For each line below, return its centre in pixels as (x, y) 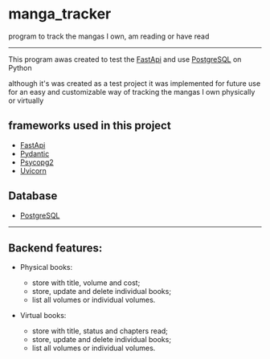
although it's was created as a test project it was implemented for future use (135, 83)
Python (20, 67)
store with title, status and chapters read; (100, 331)
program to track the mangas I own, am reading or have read (109, 36)
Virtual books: (43, 316)
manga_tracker (60, 14)
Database (33, 196)
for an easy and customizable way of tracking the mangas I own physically (132, 92)
